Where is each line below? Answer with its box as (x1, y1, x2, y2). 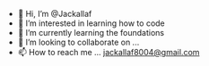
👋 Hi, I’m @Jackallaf (17, 9, 92, 19)
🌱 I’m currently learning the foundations (17, 28, 164, 37)
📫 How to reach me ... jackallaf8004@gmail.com (17, 47, 200, 57)
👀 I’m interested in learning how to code (17, 18, 166, 29)
